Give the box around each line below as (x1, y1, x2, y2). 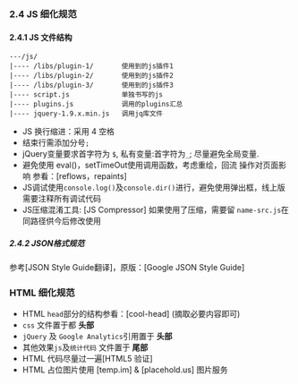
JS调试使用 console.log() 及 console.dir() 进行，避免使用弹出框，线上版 (21, 182, 285, 193)
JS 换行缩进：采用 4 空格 (21, 126, 115, 137)
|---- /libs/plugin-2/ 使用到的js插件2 (9, 72, 175, 81)
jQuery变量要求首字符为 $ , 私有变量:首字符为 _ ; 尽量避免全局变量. (21, 149, 260, 159)
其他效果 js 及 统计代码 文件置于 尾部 (21, 342, 149, 353)
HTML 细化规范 (9, 286, 75, 299)
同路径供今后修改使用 (21, 216, 101, 226)
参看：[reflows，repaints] (32, 171, 127, 182)
